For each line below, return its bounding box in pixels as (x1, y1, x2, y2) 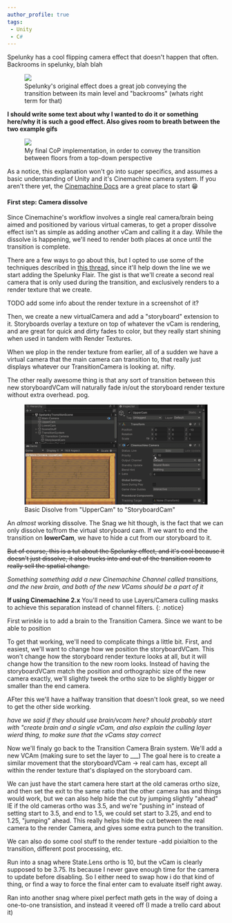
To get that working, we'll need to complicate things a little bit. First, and (7, 638, 213, 646)
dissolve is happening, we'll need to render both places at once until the (7, 236, 212, 244)
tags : (7, 18, 23, 26)
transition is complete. (7, 243, 70, 251)
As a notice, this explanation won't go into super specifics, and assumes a (7, 167, 218, 176)
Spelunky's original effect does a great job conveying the (24, 82, 187, 90)
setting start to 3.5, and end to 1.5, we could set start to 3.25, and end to (7, 809, 212, 817)
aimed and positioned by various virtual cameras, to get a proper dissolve (7, 220, 217, 229)
